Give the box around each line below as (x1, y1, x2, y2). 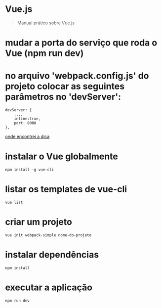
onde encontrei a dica (5, 133, 50, 139)
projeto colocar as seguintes (5, 81, 125, 92)
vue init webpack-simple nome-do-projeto (5, 232, 92, 238)
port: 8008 (14, 121, 37, 126)
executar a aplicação (5, 282, 93, 293)
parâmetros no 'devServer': (5, 91, 121, 102)
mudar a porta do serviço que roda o (5, 37, 158, 48)
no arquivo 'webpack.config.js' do (5, 70, 149, 82)
